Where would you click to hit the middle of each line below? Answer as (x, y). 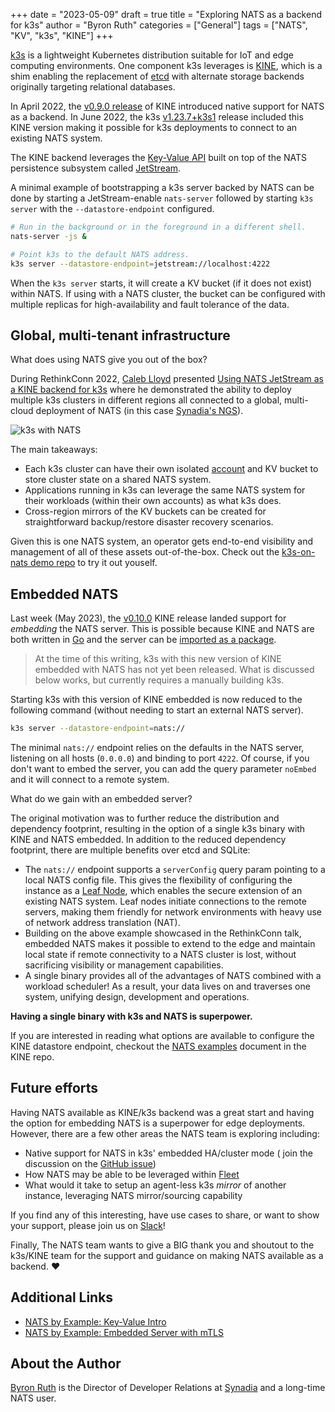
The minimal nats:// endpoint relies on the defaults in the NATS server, (157, 747)
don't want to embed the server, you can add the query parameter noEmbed (163, 768)
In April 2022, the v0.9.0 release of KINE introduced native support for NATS (167, 106)
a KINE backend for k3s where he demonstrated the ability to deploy (151, 390)
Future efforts (54, 1088)
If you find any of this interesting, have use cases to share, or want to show (165, 1215)
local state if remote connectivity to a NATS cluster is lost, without (160, 954)
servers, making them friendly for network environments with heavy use (173, 912)
